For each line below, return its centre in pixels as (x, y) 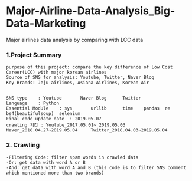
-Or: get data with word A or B (46, 162)
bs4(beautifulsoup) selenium (43, 114)
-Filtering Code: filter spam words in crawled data (72, 157)
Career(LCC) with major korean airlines (57, 73)
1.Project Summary (34, 55)
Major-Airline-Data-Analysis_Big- (91, 11)
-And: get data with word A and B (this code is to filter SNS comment (96, 167)
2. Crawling (23, 145)
